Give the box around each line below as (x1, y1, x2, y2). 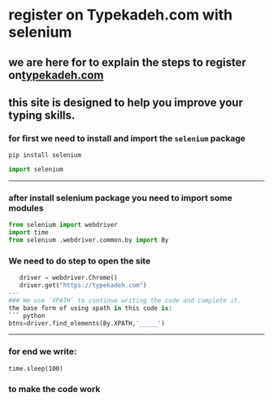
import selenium (8, 165, 63, 174)
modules (8, 203, 44, 214)
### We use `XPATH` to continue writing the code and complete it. (8, 296, 242, 304)
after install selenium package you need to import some (8, 193, 233, 204)
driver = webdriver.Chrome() (19, 274, 118, 282)
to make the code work (8, 383, 101, 394)
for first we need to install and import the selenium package (8, 133, 246, 144)
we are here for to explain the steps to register (8, 55, 246, 69)
